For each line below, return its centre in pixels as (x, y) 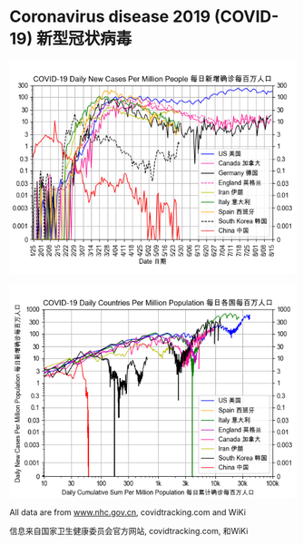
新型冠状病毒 (84, 39)
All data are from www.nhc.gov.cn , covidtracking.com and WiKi (128, 512)
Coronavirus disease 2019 (110, 17)
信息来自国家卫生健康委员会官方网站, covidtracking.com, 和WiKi (129, 530)
